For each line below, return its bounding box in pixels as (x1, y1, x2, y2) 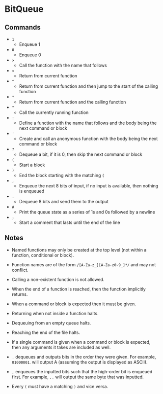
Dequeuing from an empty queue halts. (11, 320, 91, 326)
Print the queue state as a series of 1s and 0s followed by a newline (19, 209, 155, 215)
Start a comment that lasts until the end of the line (19, 219, 120, 225)
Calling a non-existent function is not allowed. (11, 276, 105, 282)
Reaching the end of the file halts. (11, 329, 81, 335)
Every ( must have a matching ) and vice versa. (11, 383, 109, 389)
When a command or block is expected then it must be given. (11, 301, 136, 307)
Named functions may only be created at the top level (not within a (11, 247, 147, 252)
